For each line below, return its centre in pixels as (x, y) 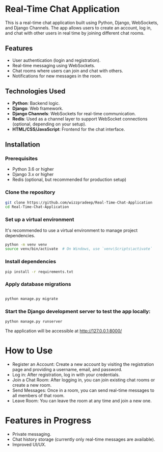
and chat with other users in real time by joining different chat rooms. (75, 33)
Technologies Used (35, 91)
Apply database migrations (38, 284)
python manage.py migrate (31, 299)
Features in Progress (48, 420)
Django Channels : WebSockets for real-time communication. (74, 113)
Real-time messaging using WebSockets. (54, 65)
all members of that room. (38, 395)
